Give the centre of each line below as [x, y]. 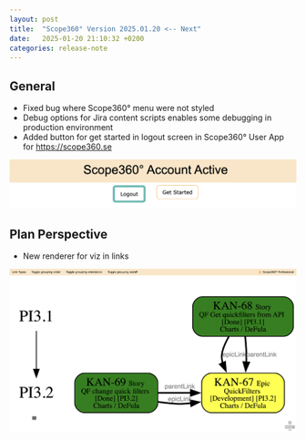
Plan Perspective [58, 234]
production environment [68, 128]
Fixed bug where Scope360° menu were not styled [118, 108]
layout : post [34, 19]
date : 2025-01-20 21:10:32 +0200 [77, 38]
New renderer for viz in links [76, 256]
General [33, 86]
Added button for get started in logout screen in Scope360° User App [153, 138]
